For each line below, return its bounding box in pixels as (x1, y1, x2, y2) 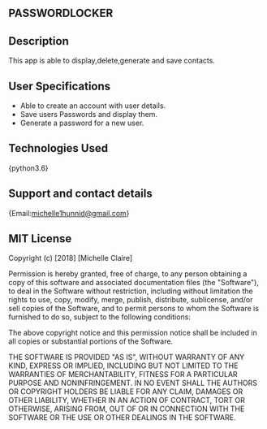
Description (8, 34, 69, 48)
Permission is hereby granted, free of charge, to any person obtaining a (8, 269, 248, 279)
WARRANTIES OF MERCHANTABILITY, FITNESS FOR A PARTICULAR (8, 370, 238, 379)
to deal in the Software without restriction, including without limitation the (8, 286, 253, 296)
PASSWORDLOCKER (8, 6, 114, 20)
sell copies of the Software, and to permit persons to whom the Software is (8, 304, 260, 314)
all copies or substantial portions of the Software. (8, 336, 173, 346)
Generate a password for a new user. (19, 118, 144, 128)
